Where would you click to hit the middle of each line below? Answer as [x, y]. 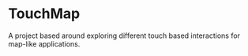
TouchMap [44, 14]
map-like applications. [44, 43]
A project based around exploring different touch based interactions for [124, 35]
